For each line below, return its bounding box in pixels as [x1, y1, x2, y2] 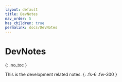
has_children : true [5, 20, 45, 26]
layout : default [5, 7, 38, 12]
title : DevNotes [5, 12, 38, 16]
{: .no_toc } [5, 62, 27, 68]
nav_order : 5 [5, 16, 32, 21]
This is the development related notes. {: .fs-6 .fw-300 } [5, 71, 118, 78]
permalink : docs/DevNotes [5, 25, 57, 30]
